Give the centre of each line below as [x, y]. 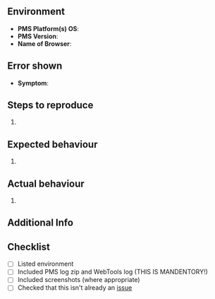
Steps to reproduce [50, 105]
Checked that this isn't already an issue [75, 288]
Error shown [35, 66]
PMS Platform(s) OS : [48, 28]
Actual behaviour [46, 183]
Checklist [29, 247]
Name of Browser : [44, 43]
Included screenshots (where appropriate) [79, 280]
